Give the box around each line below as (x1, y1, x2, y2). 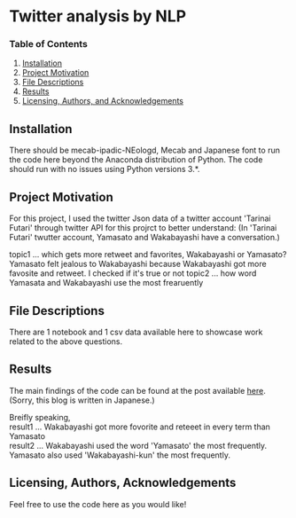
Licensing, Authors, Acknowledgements (9, 475, 237, 491)
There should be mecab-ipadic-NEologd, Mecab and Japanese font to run (9, 145, 281, 156)
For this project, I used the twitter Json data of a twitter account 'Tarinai (9, 213, 271, 224)
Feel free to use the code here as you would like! (9, 498, 187, 509)
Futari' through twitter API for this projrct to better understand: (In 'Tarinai (9, 223, 277, 233)
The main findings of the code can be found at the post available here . (9, 385, 266, 396)
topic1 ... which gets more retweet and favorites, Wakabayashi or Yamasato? (9, 249, 287, 260)
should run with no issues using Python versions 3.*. (9, 164, 200, 175)
